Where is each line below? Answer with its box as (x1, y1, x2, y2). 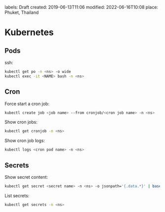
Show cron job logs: (4, 138, 45, 144)
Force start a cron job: (4, 101, 50, 106)
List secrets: (4, 193, 30, 199)
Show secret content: (4, 174, 48, 180)
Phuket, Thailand (4, 9, 39, 15)
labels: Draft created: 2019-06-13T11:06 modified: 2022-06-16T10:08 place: (4, 4, 159, 10)
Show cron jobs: (4, 119, 38, 125)
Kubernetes (4, 27, 54, 38)
